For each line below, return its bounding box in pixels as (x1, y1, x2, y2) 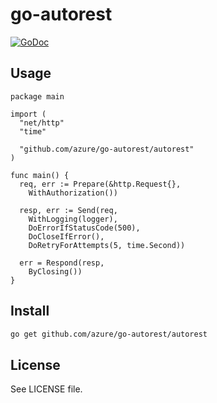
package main (10, 91, 65, 102)
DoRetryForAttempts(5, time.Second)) (28, 240, 186, 250)
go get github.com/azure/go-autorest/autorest (10, 329, 208, 339)
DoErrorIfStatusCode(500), (28, 223, 141, 233)
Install (10, 303, 50, 320)
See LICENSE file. (10, 383, 83, 395)
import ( (10, 109, 47, 119)
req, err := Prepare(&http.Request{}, (19, 179, 182, 189)
